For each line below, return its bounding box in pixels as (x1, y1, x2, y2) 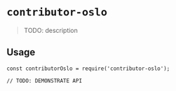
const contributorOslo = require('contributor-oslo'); (6, 65, 170, 72)
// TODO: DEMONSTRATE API (6, 77, 82, 84)
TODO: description (23, 26, 79, 34)
